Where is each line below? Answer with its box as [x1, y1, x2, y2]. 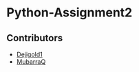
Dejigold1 [16, 50, 43, 58]
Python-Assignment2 [6, 5, 133, 21]
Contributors [6, 32, 63, 44]
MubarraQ [16, 58, 46, 66]
